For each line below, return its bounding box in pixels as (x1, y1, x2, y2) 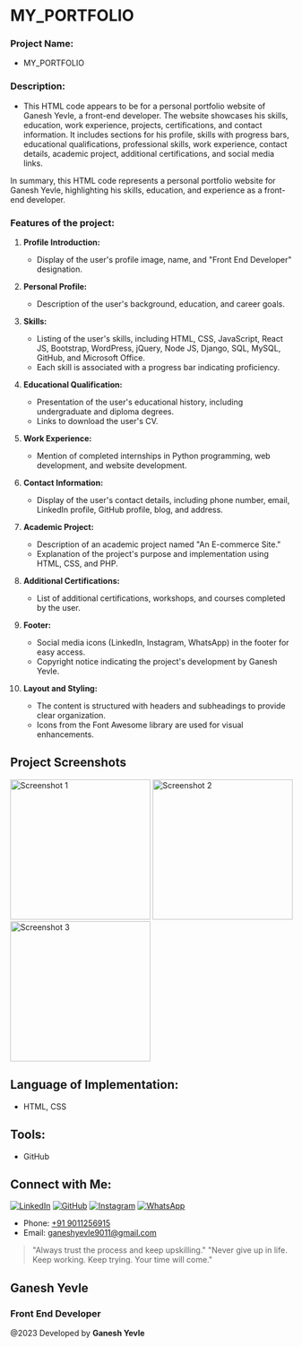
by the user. (36, 603, 81, 613)
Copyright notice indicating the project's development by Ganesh (36, 656, 278, 667)
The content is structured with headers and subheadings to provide (36, 700, 286, 711)
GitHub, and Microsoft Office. (36, 352, 146, 363)
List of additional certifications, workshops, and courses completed (36, 593, 286, 604)
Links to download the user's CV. (36, 416, 159, 427)
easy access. (36, 647, 86, 657)
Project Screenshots (10, 755, 126, 770)
